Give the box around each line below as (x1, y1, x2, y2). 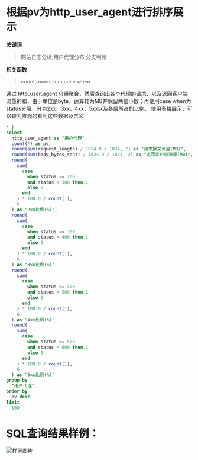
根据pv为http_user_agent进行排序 (6, 5, 173, 19)
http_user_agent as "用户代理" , (11, 135, 87, 141)
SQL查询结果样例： (6, 427, 99, 440)
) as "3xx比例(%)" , (11, 262, 58, 268)
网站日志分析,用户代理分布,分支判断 (20, 53, 107, 60)
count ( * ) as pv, (11, 140, 51, 147)
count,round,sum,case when (20, 78, 90, 85)
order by (6, 388, 28, 394)
